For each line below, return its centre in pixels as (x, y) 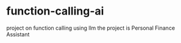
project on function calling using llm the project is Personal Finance (91, 28)
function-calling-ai (55, 11)
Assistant (18, 34)
